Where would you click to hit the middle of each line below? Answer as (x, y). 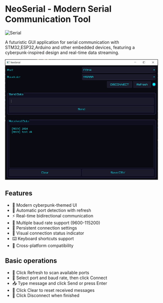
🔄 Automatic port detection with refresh (51, 210)
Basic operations (31, 261)
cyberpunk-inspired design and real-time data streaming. (62, 53)
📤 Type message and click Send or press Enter (60, 283)
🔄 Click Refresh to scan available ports (51, 272)
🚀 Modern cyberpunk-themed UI (45, 205)
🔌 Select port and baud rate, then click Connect (60, 278)
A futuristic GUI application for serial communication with (62, 42)
